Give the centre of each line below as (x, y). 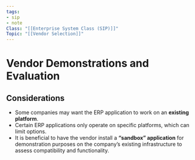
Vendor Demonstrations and (78, 64)
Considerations (35, 98)
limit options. (30, 131)
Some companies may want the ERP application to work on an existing (102, 113)
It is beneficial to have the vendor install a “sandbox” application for (99, 138)
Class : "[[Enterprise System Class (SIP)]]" (62, 28)
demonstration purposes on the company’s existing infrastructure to (98, 144)
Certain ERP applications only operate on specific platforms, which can (102, 125)
